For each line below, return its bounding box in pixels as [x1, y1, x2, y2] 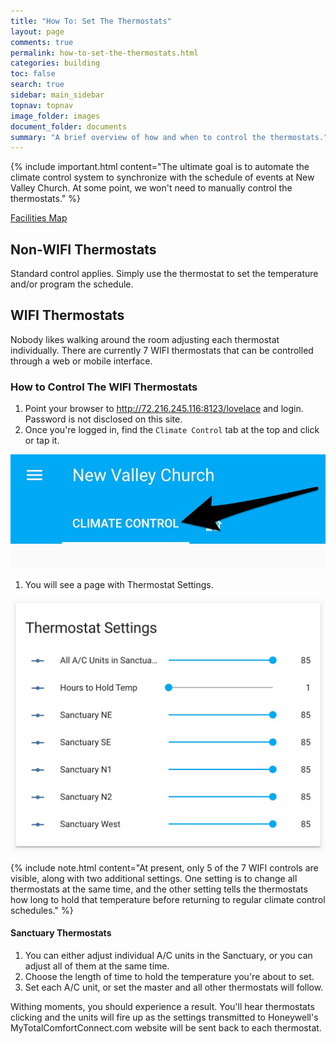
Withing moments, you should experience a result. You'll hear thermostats [10, 1000, 315, 1012]
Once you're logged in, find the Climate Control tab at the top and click [24, 424, 320, 436]
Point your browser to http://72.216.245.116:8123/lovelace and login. [24, 403, 304, 415]
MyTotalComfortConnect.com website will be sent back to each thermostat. [10, 1021, 322, 1034]
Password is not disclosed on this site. [24, 413, 183, 425]
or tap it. [24, 435, 60, 447]
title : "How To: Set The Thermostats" [10, 16, 172, 26]
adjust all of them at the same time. [24, 960, 170, 972]
